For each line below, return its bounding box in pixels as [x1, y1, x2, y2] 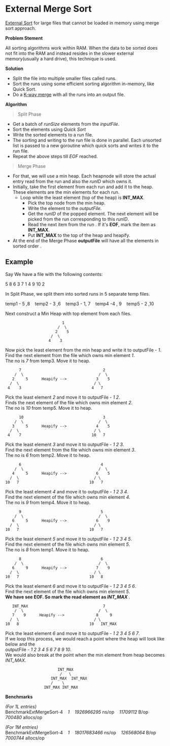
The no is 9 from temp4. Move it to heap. [5, 499, 91, 505]
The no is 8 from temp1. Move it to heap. [5, 546, 90, 553]
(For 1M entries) [5, 724, 39, 730]
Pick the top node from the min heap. [27, 200, 106, 206]
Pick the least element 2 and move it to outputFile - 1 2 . [5, 394, 120, 400]
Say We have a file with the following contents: [5, 271, 103, 277]
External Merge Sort [5, 3, 92, 15]
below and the [5, 641, 36, 647]
